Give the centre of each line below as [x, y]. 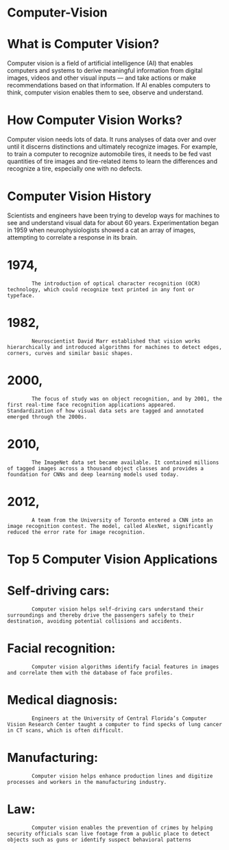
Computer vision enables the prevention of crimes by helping [122, 827]
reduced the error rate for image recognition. [76, 532]
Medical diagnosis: [62, 700]
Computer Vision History [80, 196]
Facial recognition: [61, 648]
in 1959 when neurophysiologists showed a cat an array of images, [101, 230]
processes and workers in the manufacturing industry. [87, 782]
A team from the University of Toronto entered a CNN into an [122, 520]
